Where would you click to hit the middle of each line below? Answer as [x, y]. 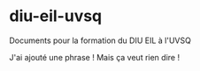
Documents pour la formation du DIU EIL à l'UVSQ [100, 40]
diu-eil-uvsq [56, 16]
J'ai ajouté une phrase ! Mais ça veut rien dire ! [94, 57]
